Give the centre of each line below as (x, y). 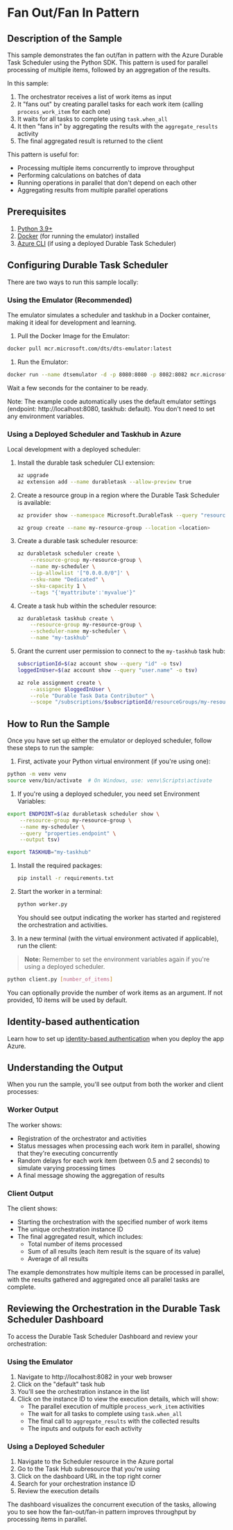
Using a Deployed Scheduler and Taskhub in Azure (94, 434)
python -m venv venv (37, 774)
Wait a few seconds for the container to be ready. (78, 388)
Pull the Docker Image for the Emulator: (74, 335)
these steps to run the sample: (51, 748)
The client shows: (32, 1208)
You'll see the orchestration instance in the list (83, 1392)
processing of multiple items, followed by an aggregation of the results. (109, 70)
